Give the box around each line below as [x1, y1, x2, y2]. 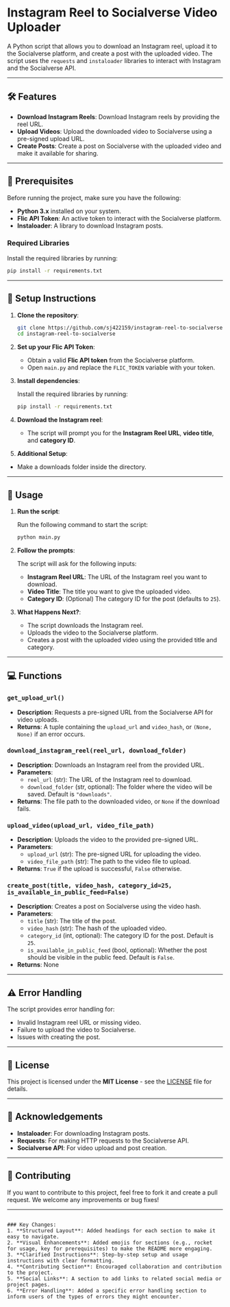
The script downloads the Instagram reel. [27, 621, 144, 629]
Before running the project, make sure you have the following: [7, 193, 181, 201]
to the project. [7, 1269, 53, 1276]
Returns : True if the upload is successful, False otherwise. [16, 865, 182, 873]
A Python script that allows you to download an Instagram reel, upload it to [7, 42, 218, 50]
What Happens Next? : [16, 608, 81, 616]
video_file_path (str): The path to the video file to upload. [27, 857, 192, 866]
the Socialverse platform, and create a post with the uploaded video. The [7, 49, 213, 58]
